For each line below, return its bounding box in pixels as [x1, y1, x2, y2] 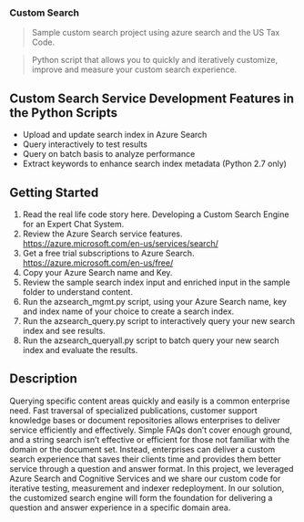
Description [9, 371, 77, 387]
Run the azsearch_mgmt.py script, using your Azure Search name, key [22, 296, 287, 307]
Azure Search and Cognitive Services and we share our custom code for [9, 473, 281, 484]
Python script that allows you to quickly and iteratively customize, [31, 55, 279, 66]
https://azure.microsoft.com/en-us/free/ [22, 257, 174, 268]
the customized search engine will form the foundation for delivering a [9, 492, 273, 503]
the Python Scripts [9, 105, 118, 120]
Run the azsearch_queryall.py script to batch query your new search [22, 335, 279, 346]
